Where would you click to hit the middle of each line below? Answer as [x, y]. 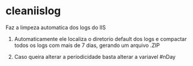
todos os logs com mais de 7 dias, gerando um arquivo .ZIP [87, 45]
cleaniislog [33, 11]
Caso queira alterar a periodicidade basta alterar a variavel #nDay [95, 56]
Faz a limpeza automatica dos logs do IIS [56, 27]
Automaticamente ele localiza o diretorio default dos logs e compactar [100, 39]
